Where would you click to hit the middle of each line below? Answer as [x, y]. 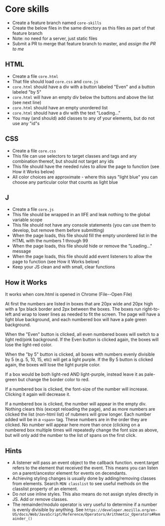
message [21, 251]
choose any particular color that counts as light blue [65, 182]
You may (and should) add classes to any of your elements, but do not [83, 118]
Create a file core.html [35, 76]
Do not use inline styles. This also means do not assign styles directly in [85, 494]
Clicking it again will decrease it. [38, 394]
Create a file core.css [34, 151]
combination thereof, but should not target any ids [63, 161]
